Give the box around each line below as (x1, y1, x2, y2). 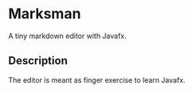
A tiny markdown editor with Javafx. (8, 31, 127, 41)
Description (8, 54, 68, 68)
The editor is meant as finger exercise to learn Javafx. (8, 75, 186, 84)
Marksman (8, 5, 81, 23)
